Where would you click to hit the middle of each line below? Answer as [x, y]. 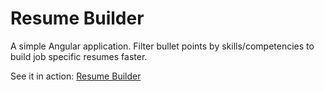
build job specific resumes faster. [79, 56]
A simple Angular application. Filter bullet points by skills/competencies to [162, 46]
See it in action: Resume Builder [76, 76]
